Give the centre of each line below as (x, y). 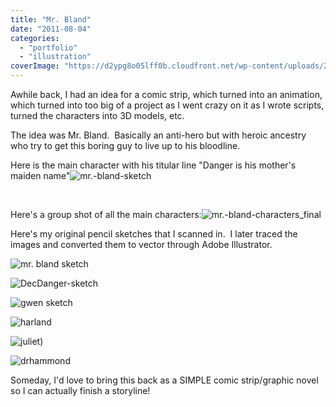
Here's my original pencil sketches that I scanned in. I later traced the (154, 234)
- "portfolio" (48, 47)
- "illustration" (55, 57)
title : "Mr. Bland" (51, 19)
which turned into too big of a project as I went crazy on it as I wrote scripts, (167, 105)
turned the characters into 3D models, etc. (97, 115)
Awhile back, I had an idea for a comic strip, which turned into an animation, (166, 94)
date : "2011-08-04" (51, 29)
